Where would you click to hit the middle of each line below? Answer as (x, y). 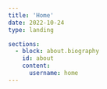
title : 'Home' (31, 15)
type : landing (31, 30)
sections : (24, 44)
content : (36, 66)
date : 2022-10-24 (36, 23)
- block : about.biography (57, 52)
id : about (38, 59)
